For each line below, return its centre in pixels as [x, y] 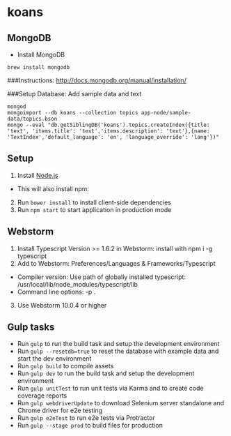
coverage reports [42, 396]
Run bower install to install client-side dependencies [94, 202]
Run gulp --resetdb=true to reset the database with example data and [118, 351]
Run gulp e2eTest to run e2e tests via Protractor [86, 418]
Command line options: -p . [56, 292]
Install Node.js [38, 175]
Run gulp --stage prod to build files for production [90, 426]
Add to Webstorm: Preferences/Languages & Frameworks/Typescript [116, 263]
